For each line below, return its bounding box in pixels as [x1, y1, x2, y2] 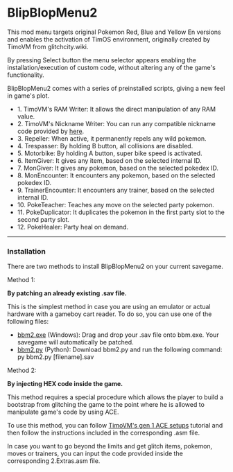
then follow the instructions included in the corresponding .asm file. [7, 428, 200, 437]
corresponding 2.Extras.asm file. [7, 457, 101, 465]
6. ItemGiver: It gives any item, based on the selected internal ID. [17, 156, 202, 164]
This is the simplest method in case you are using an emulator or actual [7, 303, 211, 311]
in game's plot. [7, 91, 50, 100]
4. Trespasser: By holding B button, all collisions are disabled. [17, 141, 193, 150]
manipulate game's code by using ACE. [7, 408, 119, 417]
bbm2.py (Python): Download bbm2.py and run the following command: [17, 345, 223, 354]
